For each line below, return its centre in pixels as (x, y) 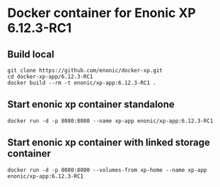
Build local (31, 54)
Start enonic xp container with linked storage (109, 143)
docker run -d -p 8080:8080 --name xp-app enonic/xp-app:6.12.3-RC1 (110, 121)
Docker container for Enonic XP (102, 13)
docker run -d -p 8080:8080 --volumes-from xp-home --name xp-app (107, 170)
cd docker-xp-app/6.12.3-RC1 (50, 76)
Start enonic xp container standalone (91, 104)
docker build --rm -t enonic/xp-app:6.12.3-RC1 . (82, 83)
